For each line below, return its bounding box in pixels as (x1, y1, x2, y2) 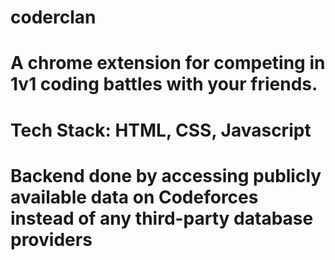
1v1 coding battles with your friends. (10, 73, 318, 96)
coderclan (10, 6, 97, 29)
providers (10, 228, 93, 251)
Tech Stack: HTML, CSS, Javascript (10, 119, 312, 141)
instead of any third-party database (10, 207, 314, 230)
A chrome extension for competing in (10, 52, 326, 75)
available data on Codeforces (10, 186, 259, 208)
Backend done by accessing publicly (10, 164, 322, 187)
